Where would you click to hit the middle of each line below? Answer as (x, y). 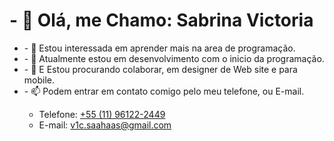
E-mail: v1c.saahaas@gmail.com (105, 125)
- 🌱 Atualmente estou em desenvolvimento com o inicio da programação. (174, 58)
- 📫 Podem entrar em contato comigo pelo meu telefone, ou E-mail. (164, 91)
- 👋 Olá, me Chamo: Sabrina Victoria (161, 20)
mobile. (39, 80)
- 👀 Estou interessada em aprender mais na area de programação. (159, 48)
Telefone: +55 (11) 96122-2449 (102, 114)
